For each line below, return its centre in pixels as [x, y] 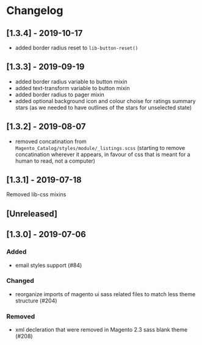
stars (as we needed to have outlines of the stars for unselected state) [103, 107]
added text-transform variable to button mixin [72, 88]
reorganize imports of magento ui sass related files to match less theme [105, 294]
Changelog [35, 11]
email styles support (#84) [49, 265]
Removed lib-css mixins [36, 194]
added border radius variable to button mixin [71, 81]
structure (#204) [36, 301]
